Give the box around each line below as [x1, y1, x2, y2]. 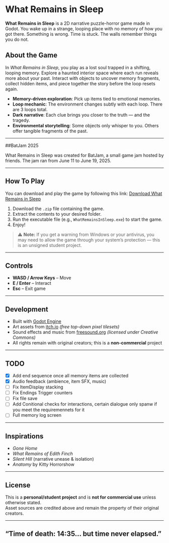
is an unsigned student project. [17, 242, 82, 248]
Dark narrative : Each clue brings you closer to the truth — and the [12, 112, 150, 118]
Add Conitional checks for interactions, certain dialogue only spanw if [12, 401, 157, 407]
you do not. [5, 36, 29, 42]
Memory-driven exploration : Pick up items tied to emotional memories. [12, 95, 161, 102]
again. [5, 86, 19, 92]
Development [5, 305, 49, 314]
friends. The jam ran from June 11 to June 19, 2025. [5, 158, 112, 164]
